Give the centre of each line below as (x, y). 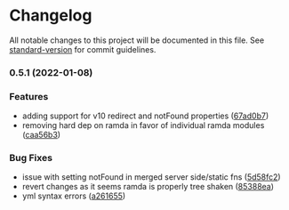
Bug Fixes (31, 158)
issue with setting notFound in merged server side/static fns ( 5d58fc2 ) (152, 177)
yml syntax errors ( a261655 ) (74, 196)
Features (29, 96)
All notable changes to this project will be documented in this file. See (137, 40)
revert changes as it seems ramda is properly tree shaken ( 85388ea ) (148, 187)
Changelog (51, 16)
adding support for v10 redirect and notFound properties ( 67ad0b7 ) (145, 116)
